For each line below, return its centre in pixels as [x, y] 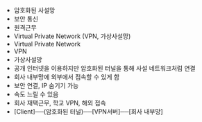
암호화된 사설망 [34, 10]
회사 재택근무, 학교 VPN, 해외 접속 [60, 103]
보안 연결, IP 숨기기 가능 [46, 86]
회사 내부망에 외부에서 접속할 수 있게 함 [67, 77]
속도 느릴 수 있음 [36, 94]
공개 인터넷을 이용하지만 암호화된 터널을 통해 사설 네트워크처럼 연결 [104, 68]
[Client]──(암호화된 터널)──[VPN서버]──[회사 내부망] [88, 112]
